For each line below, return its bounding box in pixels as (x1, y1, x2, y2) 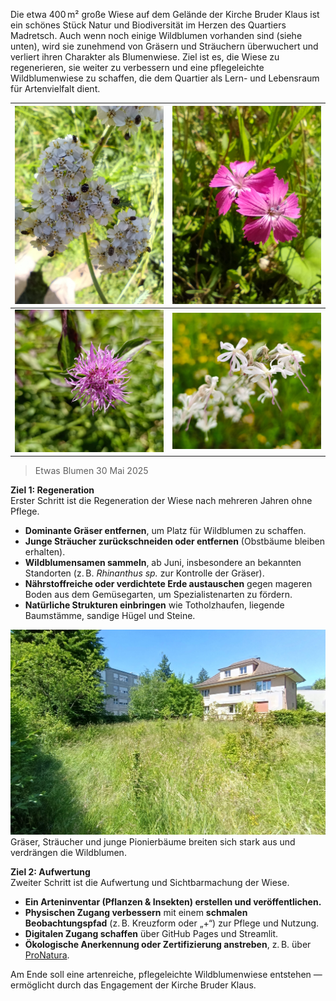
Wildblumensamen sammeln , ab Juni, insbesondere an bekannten (24, 557, 302, 569)
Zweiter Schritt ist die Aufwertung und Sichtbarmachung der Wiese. (10, 876, 290, 888)
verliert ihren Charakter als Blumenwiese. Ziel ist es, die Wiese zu (10, 51, 280, 63)
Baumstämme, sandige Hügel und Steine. (24, 610, 196, 622)
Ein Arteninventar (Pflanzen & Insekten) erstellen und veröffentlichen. (24, 895, 322, 908)
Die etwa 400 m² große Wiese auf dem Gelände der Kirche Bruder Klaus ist (10, 9, 320, 20)
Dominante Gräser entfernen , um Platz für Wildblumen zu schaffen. (24, 525, 307, 537)
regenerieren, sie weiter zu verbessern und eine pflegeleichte (10, 62, 265, 73)
